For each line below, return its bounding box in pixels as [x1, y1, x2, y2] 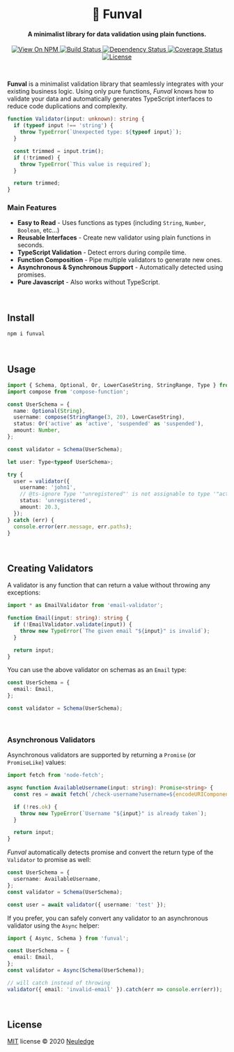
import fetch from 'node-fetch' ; [7, 772, 104, 779]
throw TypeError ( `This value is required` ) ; [19, 161, 151, 168]
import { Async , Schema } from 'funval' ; [7, 935, 130, 942]
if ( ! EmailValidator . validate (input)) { [13, 621, 132, 628]
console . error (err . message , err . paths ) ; [13, 523, 132, 530]
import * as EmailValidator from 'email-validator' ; [7, 602, 164, 609]
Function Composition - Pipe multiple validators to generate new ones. [17, 256, 223, 264]
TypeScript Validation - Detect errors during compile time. [17, 248, 187, 257]
